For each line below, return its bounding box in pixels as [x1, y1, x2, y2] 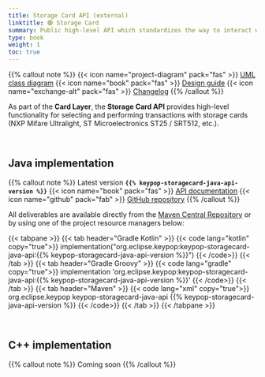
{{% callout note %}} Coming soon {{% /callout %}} [8, 360, 177, 369]
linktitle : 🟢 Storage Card [8, 19, 99, 27]
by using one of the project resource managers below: [8, 218, 185, 227]
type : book [8, 33, 44, 42]
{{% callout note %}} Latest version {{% [8, 177, 136, 187]
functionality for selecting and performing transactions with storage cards [8, 110, 248, 119]
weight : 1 [8, 41, 41, 49]
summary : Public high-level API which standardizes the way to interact [8, 26, 252, 34]
